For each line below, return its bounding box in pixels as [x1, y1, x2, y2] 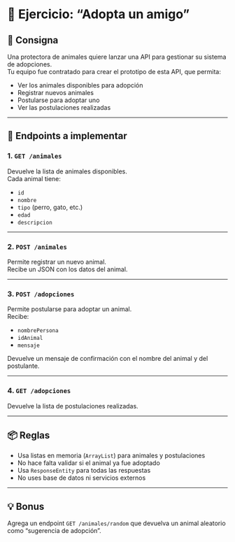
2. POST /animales [7, 241, 68, 251]
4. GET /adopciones [7, 386, 71, 396]
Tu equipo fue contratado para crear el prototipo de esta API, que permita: [7, 68, 222, 76]
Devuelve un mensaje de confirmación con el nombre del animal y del [7, 355, 208, 363]
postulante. [7, 362, 40, 370]
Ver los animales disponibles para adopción [17, 81, 143, 90]
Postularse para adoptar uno [17, 96, 100, 104]
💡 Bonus [7, 500, 45, 513]
